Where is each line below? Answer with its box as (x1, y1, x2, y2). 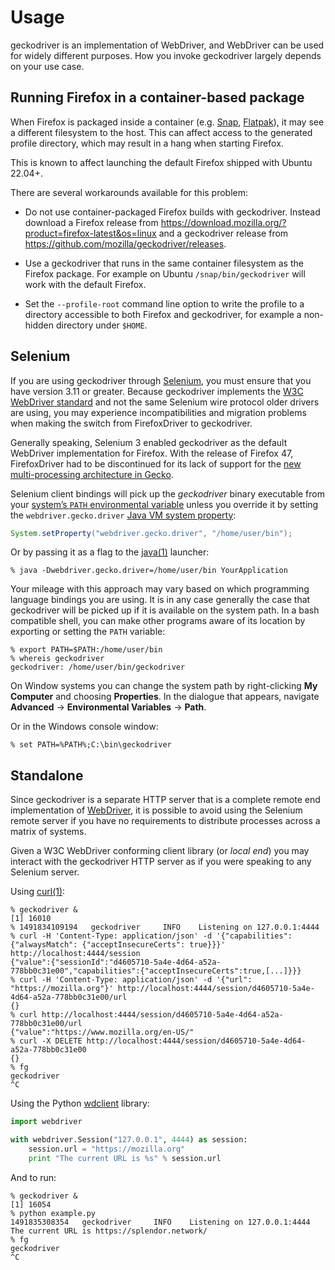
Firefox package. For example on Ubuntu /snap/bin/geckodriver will (24, 267, 306, 280)
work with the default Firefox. (24, 278, 147, 290)
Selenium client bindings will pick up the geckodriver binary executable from (10, 487, 326, 500)
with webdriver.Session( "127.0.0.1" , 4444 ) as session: (10, 1135, 248, 1145)
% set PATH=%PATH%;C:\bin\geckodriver (10, 740, 172, 750)
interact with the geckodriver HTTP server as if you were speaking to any (10, 856, 312, 868)
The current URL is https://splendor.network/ (10, 1226, 208, 1236)
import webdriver (10, 1117, 83, 1127)
